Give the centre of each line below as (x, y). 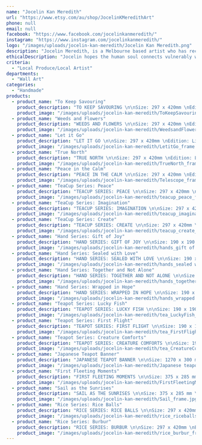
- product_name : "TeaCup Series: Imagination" (71, 203)
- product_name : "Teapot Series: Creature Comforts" (79, 338)
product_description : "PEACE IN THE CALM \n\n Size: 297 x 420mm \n (103, 175)
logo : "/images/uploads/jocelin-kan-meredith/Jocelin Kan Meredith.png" (99, 46)
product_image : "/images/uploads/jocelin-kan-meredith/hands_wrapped (106, 298)
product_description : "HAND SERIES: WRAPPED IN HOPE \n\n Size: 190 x (106, 293)
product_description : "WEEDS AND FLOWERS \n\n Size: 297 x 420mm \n (103, 124)
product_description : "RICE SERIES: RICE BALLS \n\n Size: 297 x (99, 411)
